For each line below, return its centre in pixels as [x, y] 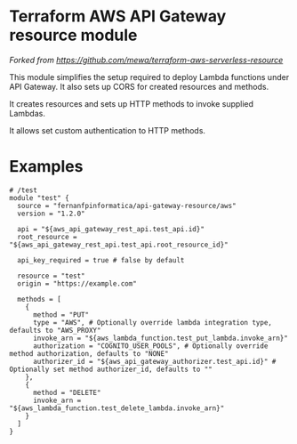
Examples [46, 167]
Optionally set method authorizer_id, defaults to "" [111, 369]
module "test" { [39, 198]
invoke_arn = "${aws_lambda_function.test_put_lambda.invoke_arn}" [161, 338]
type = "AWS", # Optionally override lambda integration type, [153, 322]
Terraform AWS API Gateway [118, 16]
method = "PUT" [61, 315]
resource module [73, 35]
